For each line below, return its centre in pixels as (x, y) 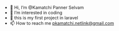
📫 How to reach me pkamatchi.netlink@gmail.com (62, 23)
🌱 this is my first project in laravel (44, 18)
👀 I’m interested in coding (36, 13)
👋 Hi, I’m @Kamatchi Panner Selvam (47, 8)
